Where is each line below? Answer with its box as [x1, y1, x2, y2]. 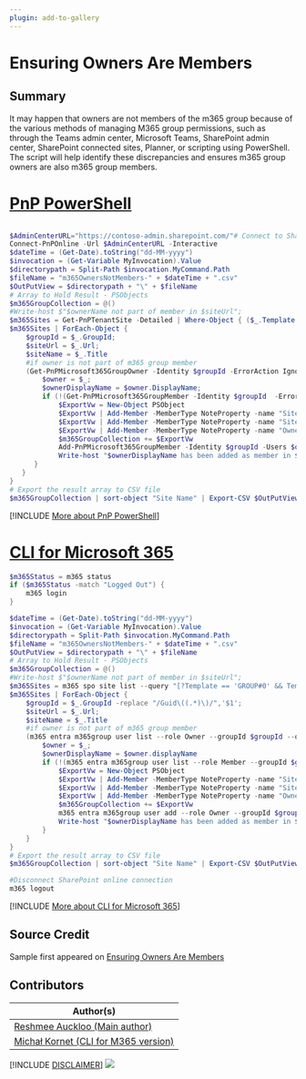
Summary [9, 88, 66, 105]
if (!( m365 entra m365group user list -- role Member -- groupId [42, 758, 287, 767]
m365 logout [9, 884, 55, 893]
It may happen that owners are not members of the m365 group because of [9, 113, 293, 124]
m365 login [25, 589, 67, 598]
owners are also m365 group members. [9, 161, 158, 172]
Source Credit [9, 927, 90, 942]
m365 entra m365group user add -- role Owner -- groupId [57, 809, 271, 818]
